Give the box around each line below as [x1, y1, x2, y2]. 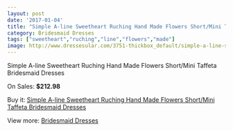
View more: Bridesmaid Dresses [7, 116, 98, 125]
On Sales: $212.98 [7, 82, 61, 90]
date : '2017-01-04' [7, 17, 64, 24]
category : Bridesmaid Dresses [7, 29, 95, 37]
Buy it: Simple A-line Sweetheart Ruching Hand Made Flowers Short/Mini [7, 96, 215, 104]
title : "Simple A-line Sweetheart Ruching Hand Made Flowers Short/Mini [7, 23, 222, 30]
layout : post [7, 10, 45, 17]
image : [7, 42, 26, 49]
